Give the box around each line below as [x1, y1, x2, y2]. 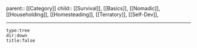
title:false [6, 38, 35, 43]
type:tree [6, 28, 30, 34]
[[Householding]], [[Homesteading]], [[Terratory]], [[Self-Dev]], [6, 11, 159, 18]
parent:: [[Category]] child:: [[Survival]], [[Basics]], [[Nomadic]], [6, 5, 161, 12]
